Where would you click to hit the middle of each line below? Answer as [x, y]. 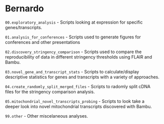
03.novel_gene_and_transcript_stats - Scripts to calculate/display [72, 71]
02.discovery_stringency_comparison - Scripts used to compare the [73, 52]
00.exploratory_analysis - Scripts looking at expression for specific [74, 22]
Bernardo [25, 9]
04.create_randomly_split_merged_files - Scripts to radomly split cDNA [78, 86]
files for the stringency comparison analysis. [50, 92]
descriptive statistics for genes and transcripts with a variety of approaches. [82, 77]
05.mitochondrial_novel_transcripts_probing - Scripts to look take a [75, 101]
